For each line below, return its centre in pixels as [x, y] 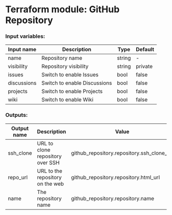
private [144, 67]
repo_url [18, 177]
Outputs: [17, 115]
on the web [50, 184]
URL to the [50, 171]
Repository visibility [65, 67]
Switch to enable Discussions [77, 83]
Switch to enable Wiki [67, 100]
